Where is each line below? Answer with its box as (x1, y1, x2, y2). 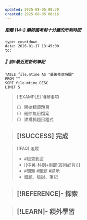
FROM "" (5, 76, 21, 81)
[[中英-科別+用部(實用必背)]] (24, 162, 80, 168)
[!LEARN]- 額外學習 (16, 207, 75, 216)
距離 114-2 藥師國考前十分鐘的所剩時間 (5, 27, 82, 33)
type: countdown (5, 40, 37, 44)
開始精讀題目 (24, 104, 50, 110)
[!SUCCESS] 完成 (16, 132, 69, 140)
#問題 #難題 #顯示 (24, 168, 60, 174)
